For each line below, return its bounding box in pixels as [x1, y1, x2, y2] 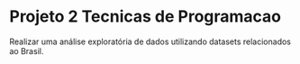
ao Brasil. [9, 45, 44, 56]
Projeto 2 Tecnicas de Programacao [9, 6, 282, 27]
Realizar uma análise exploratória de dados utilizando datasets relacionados [9, 36, 291, 47]
